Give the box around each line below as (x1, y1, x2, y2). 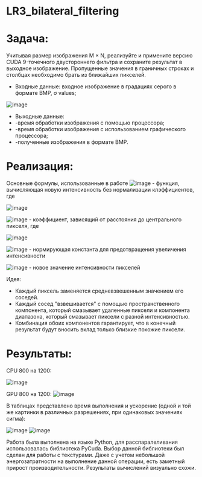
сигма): (6, 415, 26, 422)
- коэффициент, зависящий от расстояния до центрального (29, 216, 182, 223)
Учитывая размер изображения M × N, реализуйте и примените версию (6, 52, 193, 59)
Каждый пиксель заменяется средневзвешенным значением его (14, 287, 184, 294)
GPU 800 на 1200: (6, 391, 52, 397)
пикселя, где (6, 222, 39, 230)
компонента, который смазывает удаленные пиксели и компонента (14, 307, 190, 314)
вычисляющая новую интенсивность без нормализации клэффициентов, (6, 186, 195, 193)
